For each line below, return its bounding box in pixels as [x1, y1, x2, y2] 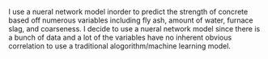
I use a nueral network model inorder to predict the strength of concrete [8, 7, 249, 16]
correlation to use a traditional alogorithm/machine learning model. [8, 41, 231, 51]
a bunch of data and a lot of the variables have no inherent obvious [8, 32, 232, 42]
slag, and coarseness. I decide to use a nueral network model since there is [8, 24, 261, 33]
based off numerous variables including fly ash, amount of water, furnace [8, 15, 253, 25]
